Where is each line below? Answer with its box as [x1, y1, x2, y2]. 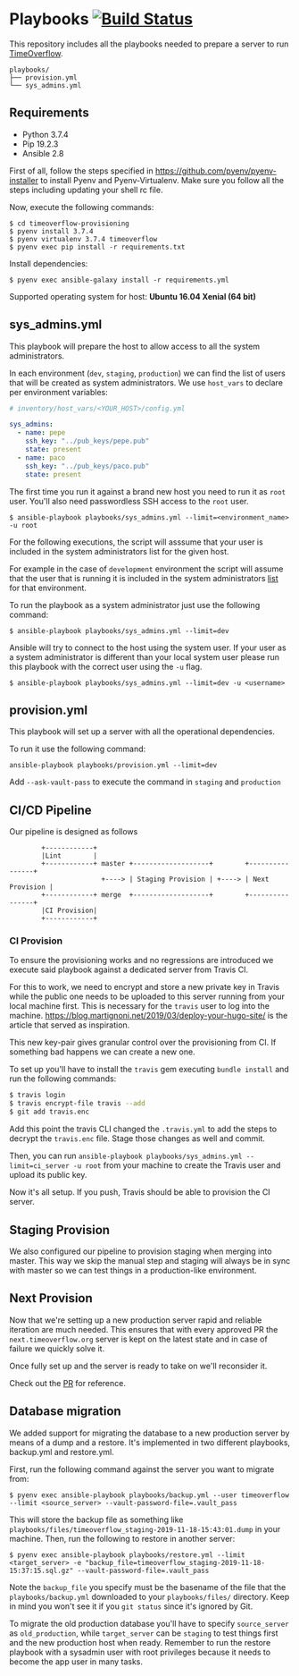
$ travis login [9, 1091, 66, 1100]
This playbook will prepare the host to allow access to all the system [9, 341, 261, 351]
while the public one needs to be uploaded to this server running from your [9, 991, 286, 1002]
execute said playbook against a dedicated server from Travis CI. [9, 964, 248, 975]
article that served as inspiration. [9, 1020, 130, 1030]
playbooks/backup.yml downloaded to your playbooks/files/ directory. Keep [9, 1591, 290, 1602]
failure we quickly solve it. [9, 1342, 105, 1354]
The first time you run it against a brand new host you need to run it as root [9, 486, 287, 496]
